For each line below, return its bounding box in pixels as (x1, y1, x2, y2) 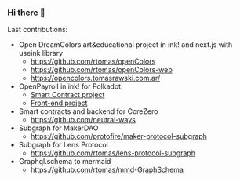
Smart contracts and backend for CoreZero (18, 107, 158, 116)
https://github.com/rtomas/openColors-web (30, 65, 173, 75)
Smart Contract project (30, 90, 105, 100)
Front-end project (30, 98, 88, 108)
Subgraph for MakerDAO (18, 123, 99, 133)
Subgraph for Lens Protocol (18, 140, 109, 150)
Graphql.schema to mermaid (18, 157, 111, 166)
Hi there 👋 (7, 7, 46, 18)
